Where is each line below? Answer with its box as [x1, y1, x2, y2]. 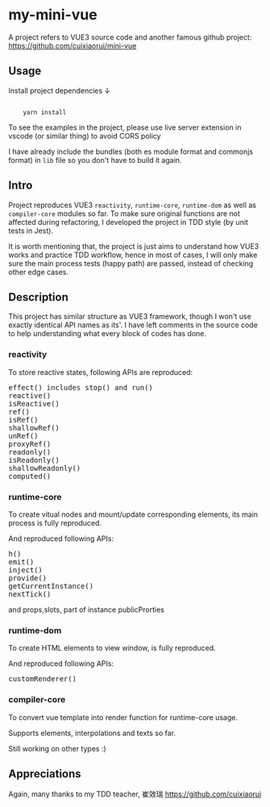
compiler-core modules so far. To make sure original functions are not [8, 208, 240, 218]
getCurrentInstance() [8, 581, 94, 590]
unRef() [8, 431, 39, 440]
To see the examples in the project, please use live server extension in [8, 123, 242, 132]
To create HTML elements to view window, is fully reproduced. [8, 643, 216, 653]
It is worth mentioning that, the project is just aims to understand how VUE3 [8, 241, 260, 251]
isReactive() [8, 399, 60, 408]
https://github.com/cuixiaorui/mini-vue [8, 40, 137, 50]
